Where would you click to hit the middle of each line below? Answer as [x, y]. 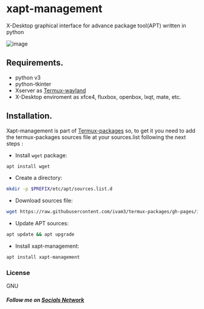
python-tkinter [33, 84]
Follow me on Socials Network [45, 300]
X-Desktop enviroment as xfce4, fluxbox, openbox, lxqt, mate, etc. [98, 97]
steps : [15, 143]
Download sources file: [44, 201]
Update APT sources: [42, 223]
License [18, 273]
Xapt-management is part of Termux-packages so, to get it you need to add [101, 131]
